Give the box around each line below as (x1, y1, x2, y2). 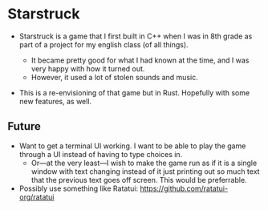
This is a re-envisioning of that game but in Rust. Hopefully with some (18, 87, 250, 97)
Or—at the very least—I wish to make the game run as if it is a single (30, 158, 258, 168)
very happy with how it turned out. (30, 63, 145, 73)
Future (7, 119, 42, 133)
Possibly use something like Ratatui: (18, 184, 138, 193)
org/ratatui (18, 192, 55, 201)
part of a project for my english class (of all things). (18, 39, 189, 49)
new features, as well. (18, 96, 92, 106)
